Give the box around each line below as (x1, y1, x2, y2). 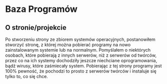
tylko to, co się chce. (5, 74, 48, 79)
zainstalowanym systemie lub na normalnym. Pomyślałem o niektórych (5, 47, 151, 53)
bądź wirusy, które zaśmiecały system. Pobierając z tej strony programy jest (5, 63, 162, 69)
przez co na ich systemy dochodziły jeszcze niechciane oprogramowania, (5, 58, 157, 63)
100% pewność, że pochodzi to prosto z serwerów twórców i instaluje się (5, 68, 156, 74)
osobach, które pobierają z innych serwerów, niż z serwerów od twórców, (5, 52, 156, 58)
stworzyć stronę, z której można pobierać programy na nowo (5, 42, 131, 48)
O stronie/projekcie (5, 23, 66, 32)
